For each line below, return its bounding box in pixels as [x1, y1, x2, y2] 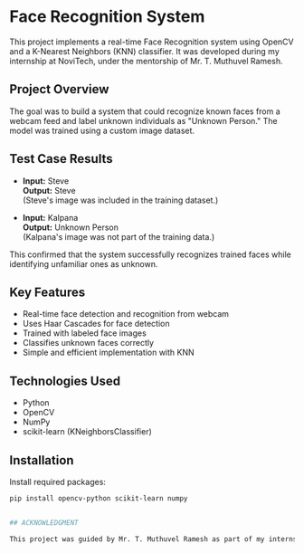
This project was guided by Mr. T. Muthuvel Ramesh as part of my [9, 534, 265, 544]
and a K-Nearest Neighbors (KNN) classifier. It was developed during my [9, 45, 280, 56]
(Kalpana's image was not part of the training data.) [22, 231, 215, 242]
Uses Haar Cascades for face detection [22, 319, 170, 329]
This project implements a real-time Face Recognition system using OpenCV [9, 36, 294, 47]
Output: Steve [22, 185, 76, 195]
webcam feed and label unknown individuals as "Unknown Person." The [9, 115, 278, 126]
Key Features [9, 284, 86, 300]
